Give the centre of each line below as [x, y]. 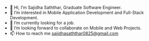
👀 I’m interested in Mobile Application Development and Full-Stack [77, 13]
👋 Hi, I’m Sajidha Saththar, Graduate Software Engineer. [66, 7]
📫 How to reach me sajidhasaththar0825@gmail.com [64, 33]
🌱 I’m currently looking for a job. [42, 23]
